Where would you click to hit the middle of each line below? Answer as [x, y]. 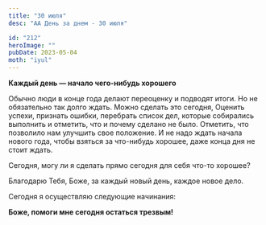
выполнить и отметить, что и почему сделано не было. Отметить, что [129, 124]
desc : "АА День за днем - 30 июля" [68, 23]
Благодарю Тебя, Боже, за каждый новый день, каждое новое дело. [126, 181]
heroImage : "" [32, 45]
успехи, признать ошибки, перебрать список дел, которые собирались [131, 116]
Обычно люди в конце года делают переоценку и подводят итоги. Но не [133, 98]
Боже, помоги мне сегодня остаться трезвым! [91, 212]
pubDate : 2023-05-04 [43, 53]
